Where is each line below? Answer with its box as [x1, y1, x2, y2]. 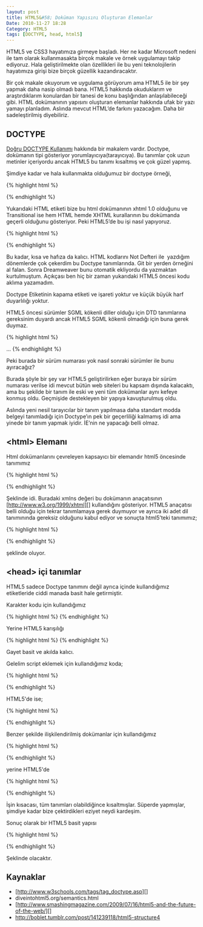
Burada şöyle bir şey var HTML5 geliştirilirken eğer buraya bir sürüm [6, 375, 177, 382]
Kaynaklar [6, 872, 46, 882]
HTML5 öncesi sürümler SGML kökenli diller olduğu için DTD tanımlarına [6, 309, 187, 316]
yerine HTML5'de [6, 766, 50, 773]
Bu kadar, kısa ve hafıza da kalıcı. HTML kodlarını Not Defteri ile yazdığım [6, 253, 190, 260]
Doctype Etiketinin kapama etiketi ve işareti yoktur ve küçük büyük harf [6, 291, 184, 298]
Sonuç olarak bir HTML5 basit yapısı [6, 819, 97, 826]
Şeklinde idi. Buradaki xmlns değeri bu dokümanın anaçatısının [6, 494, 162, 502]
